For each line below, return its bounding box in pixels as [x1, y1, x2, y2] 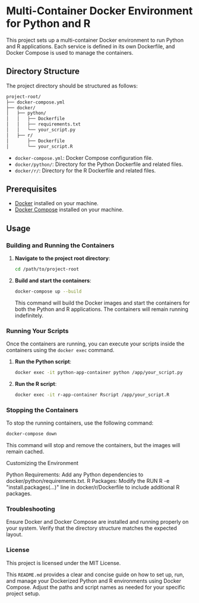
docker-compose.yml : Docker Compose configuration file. [14, 154, 153, 161]
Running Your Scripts [6, 326, 69, 335]
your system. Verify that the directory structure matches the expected [6, 525, 177, 532]
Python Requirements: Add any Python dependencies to [6, 471, 144, 478]
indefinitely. [14, 312, 43, 319]
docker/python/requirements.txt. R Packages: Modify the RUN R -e [6, 477, 170, 484]
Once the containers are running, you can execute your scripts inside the [6, 340, 185, 347]
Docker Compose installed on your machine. [14, 206, 124, 213]
